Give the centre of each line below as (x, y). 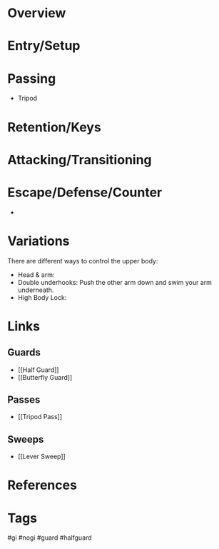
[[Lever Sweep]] (41, 457)
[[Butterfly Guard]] (45, 377)
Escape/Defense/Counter (85, 192)
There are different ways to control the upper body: (83, 261)
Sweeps (26, 439)
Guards (24, 352)
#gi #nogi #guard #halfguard (50, 538)
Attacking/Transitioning (80, 160)
